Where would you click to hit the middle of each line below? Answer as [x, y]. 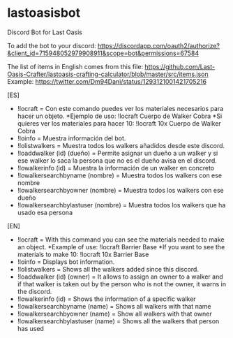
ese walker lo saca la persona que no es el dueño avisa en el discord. [117, 160]
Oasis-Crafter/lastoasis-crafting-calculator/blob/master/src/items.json [108, 74]
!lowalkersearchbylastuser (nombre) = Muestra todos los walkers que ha [121, 205]
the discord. [35, 291]
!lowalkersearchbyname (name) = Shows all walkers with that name [114, 306]
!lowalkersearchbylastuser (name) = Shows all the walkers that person [118, 321]
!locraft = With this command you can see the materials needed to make [121, 240]
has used [30, 328]
